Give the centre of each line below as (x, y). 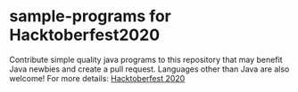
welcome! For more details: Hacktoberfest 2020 (97, 78)
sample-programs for (90, 16)
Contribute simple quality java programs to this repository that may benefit (146, 59)
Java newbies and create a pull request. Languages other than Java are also (149, 69)
